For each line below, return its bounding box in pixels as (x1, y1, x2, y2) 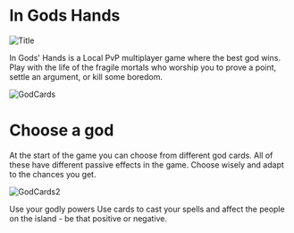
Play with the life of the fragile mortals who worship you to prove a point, (9, 62, 277, 73)
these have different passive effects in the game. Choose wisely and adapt (9, 159, 284, 170)
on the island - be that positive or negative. (9, 212, 168, 224)
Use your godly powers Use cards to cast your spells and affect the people (9, 203, 285, 214)
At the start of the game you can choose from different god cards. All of (9, 150, 273, 160)
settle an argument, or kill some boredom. (9, 71, 164, 82)
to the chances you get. (9, 168, 97, 179)
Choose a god (9, 120, 114, 141)
